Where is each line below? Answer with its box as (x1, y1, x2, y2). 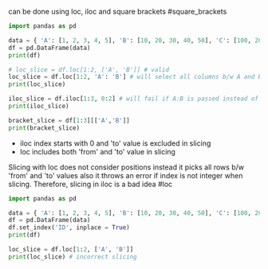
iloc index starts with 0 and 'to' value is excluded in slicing (19, 138, 211, 148)
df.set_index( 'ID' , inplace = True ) (8, 224, 130, 232)
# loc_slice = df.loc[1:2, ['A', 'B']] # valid (8, 65, 170, 74)
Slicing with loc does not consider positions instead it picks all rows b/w (8, 162, 245, 172)
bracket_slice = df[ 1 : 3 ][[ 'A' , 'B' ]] (8, 116, 130, 124)
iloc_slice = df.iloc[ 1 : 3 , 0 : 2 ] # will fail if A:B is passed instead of (8, 95, 259, 103)
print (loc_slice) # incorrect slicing (8, 252, 137, 261)
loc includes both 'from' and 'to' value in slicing (19, 146, 175, 156)
